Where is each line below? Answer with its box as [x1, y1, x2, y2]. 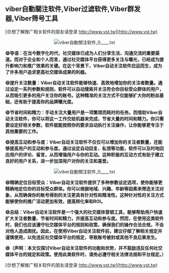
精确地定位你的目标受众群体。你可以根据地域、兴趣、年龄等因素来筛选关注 [5, 186, 159, 192]
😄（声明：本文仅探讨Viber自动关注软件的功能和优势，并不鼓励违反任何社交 [5, 245, 162, 251]
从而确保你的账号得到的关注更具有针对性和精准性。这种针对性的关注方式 [14, 192, 164, 198]
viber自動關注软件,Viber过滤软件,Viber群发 [5, 5, 141, 14]
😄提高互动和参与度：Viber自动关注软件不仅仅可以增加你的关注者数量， [5, 139, 154, 145]
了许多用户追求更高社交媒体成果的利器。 [5, 69, 89, 75]
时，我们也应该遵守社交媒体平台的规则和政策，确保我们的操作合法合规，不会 [5, 222, 164, 228]
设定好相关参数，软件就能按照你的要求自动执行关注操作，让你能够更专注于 [9, 122, 164, 128]
